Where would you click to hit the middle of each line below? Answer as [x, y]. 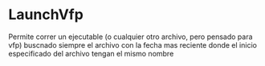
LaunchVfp [46, 15]
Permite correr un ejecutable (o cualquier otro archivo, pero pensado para [130, 37]
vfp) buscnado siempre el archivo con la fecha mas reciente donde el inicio [132, 45]
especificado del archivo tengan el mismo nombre [91, 53]
